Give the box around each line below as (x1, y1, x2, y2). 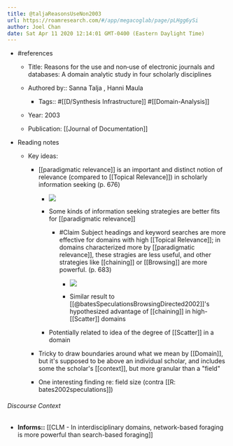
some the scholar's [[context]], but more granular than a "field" (38, 365, 220, 373)
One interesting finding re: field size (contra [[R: (38, 378, 176, 386)
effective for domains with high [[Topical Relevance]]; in (59, 236, 221, 244)
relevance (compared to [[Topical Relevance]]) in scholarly (38, 173, 208, 181)
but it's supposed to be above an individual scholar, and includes (38, 357, 225, 365)
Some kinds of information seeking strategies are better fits (48, 207, 220, 216)
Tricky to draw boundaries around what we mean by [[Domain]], (38, 349, 224, 358)
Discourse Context (7, 401, 61, 409)
